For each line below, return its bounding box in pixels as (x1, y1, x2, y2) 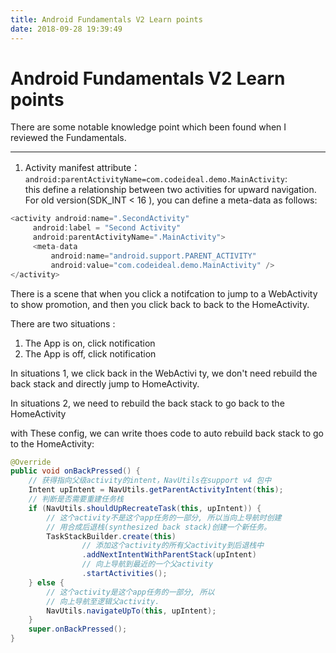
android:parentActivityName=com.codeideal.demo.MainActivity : (24, 173, 288, 185)
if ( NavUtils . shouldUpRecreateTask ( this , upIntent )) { (28, 503, 262, 513)
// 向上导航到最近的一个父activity (81, 559, 214, 570)
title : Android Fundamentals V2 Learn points (10, 14, 203, 25)
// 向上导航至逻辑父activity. (46, 596, 160, 606)
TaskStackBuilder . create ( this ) (46, 531, 177, 541)
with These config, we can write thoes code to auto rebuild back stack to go (10, 427, 325, 439)
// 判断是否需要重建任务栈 (28, 494, 124, 505)
